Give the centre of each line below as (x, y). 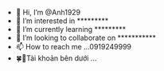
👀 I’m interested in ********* (62, 21)
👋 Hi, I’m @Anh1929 (48, 12)
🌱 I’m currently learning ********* (70, 29)
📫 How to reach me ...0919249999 (74, 47)
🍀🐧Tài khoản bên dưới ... (56, 58)
